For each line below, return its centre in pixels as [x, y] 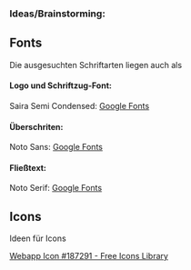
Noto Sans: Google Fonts [56, 147]
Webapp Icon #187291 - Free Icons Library [89, 256]
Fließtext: [28, 167]
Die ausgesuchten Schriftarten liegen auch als [96, 65]
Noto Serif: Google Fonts [56, 188]
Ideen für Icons [38, 238]
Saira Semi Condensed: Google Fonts [80, 105]
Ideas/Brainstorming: [58, 14]
